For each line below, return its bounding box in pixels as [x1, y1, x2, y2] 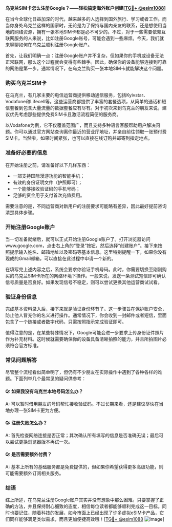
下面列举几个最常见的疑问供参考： [14, 375, 86, 382]
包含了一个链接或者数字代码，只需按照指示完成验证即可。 [5, 318, 126, 325]
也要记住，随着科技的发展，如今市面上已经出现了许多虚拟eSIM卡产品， [9, 510, 160, 516]
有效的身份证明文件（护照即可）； [12, 179, 83, 185]
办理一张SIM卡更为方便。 [9, 407, 63, 413]
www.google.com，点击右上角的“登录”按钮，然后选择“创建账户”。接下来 [5, 242, 158, 249]
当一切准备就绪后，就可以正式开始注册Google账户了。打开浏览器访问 [5, 236, 151, 242]
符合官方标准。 [9, 343, 41, 349]
